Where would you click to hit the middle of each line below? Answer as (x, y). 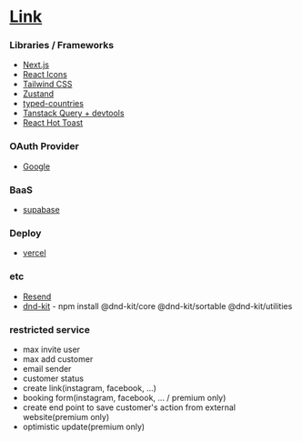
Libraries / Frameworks (62, 45)
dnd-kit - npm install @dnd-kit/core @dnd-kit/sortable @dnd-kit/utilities (157, 306)
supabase (41, 210)
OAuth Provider (44, 146)
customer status (53, 378)
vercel (35, 253)
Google (36, 166)
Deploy (25, 233)
